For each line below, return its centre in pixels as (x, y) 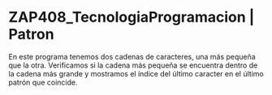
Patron (31, 34)
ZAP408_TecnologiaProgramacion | (132, 17)
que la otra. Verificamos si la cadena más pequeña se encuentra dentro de (133, 65)
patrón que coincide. (43, 82)
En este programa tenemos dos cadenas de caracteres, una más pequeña (132, 56)
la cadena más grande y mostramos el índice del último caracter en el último (136, 73)
